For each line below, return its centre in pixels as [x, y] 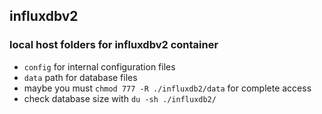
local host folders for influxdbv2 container [114, 45]
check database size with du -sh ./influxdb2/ [120, 98]
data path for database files [80, 77]
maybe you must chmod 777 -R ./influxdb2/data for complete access [167, 88]
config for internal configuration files [99, 66]
